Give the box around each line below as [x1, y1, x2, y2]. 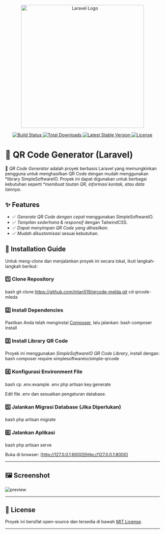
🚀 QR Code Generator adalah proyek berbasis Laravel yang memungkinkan [5, 165, 157, 171]
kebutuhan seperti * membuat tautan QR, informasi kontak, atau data [5, 181, 145, 187]
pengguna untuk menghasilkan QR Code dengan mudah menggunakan [5, 170, 149, 177]
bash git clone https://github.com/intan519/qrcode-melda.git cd [5, 288, 134, 295]
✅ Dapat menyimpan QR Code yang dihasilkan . [12, 224, 109, 231]
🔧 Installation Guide [5, 245, 66, 253]
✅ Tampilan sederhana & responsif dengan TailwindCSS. [12, 219, 128, 225]
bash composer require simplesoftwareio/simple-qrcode [5, 356, 119, 362]
